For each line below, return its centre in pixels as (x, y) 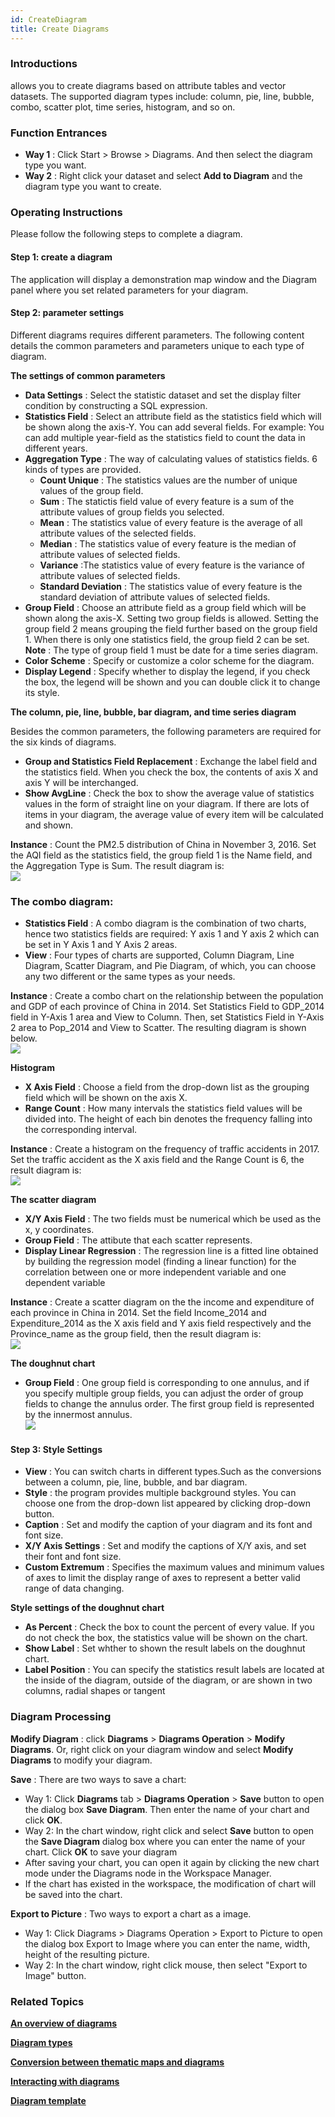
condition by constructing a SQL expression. (116, 405)
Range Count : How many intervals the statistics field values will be (163, 1108)
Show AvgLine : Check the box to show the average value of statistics (169, 793)
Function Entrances (59, 133)
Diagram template (48, 2100)
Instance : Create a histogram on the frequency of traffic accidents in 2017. (165, 1149)
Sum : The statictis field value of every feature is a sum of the (167, 501)
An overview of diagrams (64, 2023)
